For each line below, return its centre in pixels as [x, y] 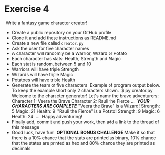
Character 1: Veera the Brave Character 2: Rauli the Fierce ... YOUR [81, 101]
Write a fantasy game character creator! [47, 23]
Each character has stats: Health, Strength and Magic [66, 58]
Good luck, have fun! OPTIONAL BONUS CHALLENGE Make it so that [83, 132]
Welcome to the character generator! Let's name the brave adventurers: [85, 96]
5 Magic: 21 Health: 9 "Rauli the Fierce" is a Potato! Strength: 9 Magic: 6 [86, 111]
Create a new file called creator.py [48, 43]
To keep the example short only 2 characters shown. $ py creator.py [82, 90]
